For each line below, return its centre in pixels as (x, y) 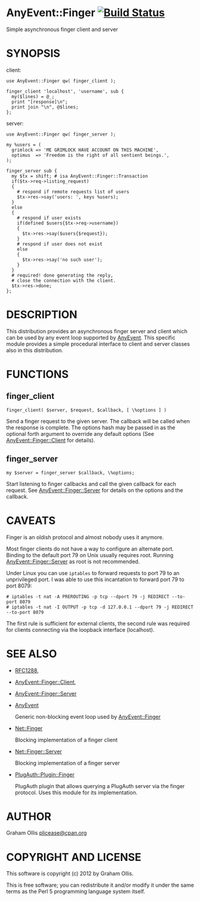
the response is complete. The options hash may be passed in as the (91, 428)
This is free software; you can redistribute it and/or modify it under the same (100, 885)
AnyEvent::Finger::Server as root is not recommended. (73, 561)
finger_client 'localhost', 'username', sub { (65, 91)
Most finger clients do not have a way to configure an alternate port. (90, 549)
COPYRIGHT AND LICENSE (74, 857)
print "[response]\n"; (40, 102)
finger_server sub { (32, 171)
